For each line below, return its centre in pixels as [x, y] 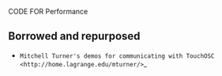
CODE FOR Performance [48, 11]
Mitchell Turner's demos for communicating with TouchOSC [117, 56]
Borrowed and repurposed [74, 36]
